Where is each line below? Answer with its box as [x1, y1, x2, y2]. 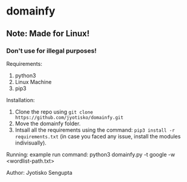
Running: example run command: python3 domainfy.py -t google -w [6, 151, 176, 158]
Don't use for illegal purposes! [6, 47, 97, 55]
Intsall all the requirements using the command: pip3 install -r [14, 126, 175, 134]
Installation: [6, 96, 35, 103]
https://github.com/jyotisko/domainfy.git [14, 114, 124, 120]
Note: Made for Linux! [6, 28, 90, 39]
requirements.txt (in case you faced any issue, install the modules [14, 132, 181, 140]
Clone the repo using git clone [14, 108, 93, 115]
